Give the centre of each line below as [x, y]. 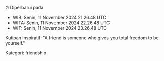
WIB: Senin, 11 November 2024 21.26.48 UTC [60, 17]
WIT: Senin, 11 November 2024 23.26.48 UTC [60, 28]
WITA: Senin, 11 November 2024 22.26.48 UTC [61, 23]
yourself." [15, 43]
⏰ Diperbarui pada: [25, 7]
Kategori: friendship [26, 53]
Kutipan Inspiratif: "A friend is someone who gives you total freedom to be [82, 38]
